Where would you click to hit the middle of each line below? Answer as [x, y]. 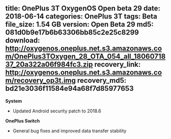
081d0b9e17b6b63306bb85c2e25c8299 [72, 33]
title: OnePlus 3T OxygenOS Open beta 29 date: [83, 8]
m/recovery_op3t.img [40, 81]
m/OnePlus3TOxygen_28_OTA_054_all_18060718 [85, 57]
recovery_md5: [102, 81]
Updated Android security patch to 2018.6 [57, 111]
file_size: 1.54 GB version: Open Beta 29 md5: [80, 24]
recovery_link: [117, 64]
